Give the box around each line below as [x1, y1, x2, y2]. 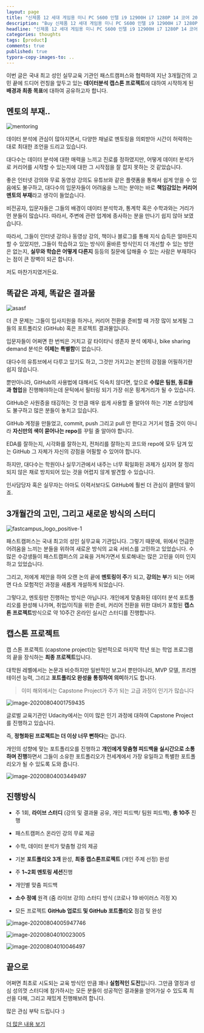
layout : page [6, 9, 39, 15]
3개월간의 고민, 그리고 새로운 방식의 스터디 [6, 509, 156, 519]
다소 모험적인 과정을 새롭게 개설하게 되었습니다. [12, 581, 125, 588]
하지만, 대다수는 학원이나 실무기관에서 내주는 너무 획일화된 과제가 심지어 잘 [6, 461, 183, 468]
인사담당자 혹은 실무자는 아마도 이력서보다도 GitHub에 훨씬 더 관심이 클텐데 [6, 481, 184, 489]
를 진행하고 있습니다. [6, 719, 55, 726]
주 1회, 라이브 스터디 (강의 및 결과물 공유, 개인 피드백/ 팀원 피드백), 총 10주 [15, 809, 190, 816]
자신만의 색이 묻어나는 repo [12, 427, 78, 435]
